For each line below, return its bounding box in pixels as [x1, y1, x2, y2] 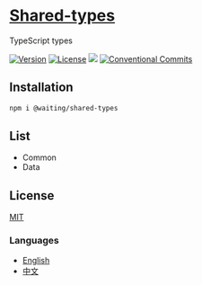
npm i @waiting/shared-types [9, 103, 119, 112]
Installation [9, 80, 74, 95]
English [22, 254, 50, 265]
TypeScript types [9, 35, 74, 46]
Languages [9, 235, 60, 247]
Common [22, 152, 57, 163]
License [9, 188, 55, 203]
